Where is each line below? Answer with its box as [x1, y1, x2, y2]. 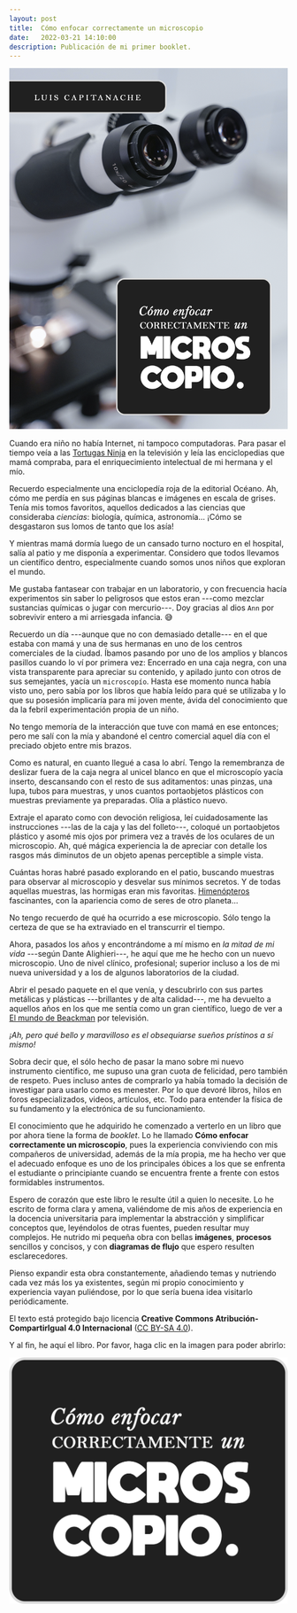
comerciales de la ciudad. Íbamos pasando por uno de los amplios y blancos [9, 648, 288, 659]
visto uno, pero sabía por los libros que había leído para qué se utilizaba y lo [9, 686, 286, 696]
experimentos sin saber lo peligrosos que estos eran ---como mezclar [9, 593, 265, 604]
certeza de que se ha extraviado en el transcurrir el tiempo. [9, 922, 225, 933]
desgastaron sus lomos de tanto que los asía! [9, 521, 174, 531]
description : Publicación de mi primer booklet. [9, 43, 192, 51]
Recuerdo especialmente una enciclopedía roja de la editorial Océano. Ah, [9, 484, 278, 494]
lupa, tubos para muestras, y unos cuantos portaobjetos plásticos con [9, 786, 264, 796]
